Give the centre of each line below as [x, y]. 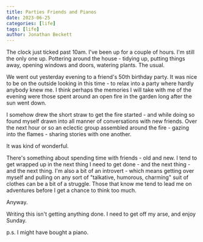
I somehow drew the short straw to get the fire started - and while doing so [101, 115]
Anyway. [17, 202]
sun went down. [27, 103]
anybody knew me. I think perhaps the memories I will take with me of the [99, 90]
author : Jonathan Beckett [39, 35]
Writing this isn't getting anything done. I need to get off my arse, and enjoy [101, 214]
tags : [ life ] [23, 29]
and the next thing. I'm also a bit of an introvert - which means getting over [100, 171]
